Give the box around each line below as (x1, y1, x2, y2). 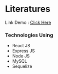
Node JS (12, 53, 30, 59)
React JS (12, 43, 31, 49)
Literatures (5, 3, 51, 15)
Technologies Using (5, 32, 54, 38)
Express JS (12, 48, 35, 54)
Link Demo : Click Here (5, 19, 51, 25)
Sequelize (12, 63, 33, 69)
